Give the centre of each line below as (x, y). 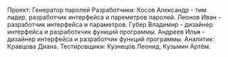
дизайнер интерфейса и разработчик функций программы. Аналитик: (111, 39)
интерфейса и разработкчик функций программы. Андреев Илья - (106, 32)
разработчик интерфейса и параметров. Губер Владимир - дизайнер (110, 24)
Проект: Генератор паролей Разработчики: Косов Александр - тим (107, 10)
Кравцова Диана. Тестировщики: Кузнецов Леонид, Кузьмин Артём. (109, 46)
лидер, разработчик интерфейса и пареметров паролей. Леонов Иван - (114, 17)
